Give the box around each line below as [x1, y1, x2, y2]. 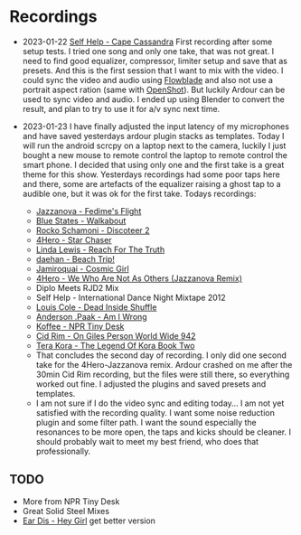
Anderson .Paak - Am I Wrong [35, 311, 147, 322]
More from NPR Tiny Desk [22, 495, 120, 507]
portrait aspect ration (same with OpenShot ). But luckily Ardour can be [22, 84, 286, 95]
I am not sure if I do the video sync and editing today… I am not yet [35, 398, 285, 408]
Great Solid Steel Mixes [22, 505, 110, 516]
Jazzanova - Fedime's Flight [35, 205, 142, 216]
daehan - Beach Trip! [35, 253, 116, 264]
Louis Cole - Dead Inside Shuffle [35, 301, 157, 313]
